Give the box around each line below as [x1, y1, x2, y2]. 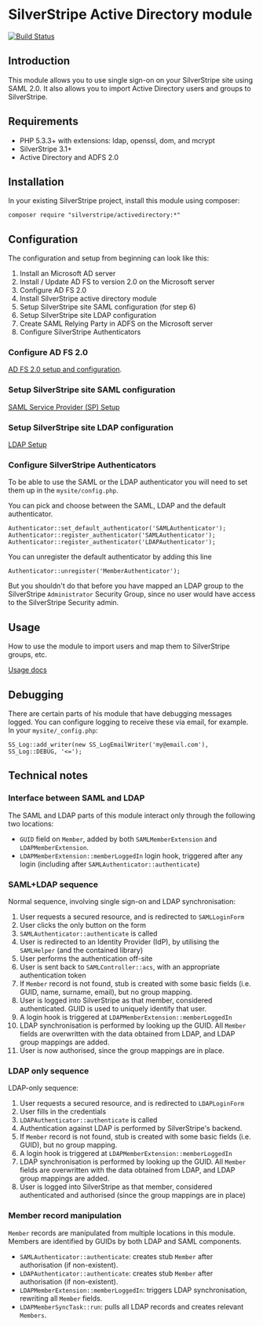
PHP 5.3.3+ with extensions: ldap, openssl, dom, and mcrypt [19, 135, 216, 145]
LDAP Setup [8, 440, 47, 449]
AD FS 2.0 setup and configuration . [8, 364, 122, 375]
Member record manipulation [8, 1210, 122, 1221]
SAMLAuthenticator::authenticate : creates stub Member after [19, 1251, 214, 1261]
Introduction [8, 54, 71, 68]
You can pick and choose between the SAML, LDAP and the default [8, 501, 226, 511]
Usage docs [8, 665, 47, 674]
